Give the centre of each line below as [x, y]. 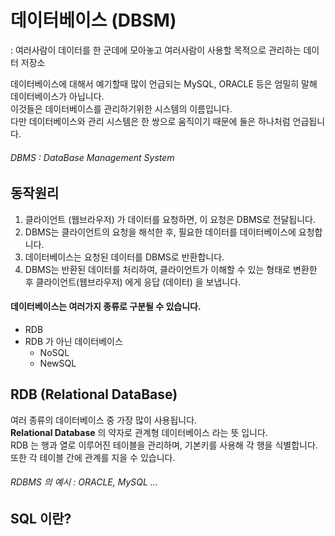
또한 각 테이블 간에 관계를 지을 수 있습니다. [93, 457]
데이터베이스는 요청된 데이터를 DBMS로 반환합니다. [124, 257]
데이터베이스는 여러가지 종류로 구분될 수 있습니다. [106, 307]
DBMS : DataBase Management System [92, 157]
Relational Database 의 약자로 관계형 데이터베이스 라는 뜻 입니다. [139, 432]
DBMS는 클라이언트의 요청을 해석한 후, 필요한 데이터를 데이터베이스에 [160, 232]
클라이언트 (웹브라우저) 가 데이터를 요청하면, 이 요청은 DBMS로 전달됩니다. [170, 219]
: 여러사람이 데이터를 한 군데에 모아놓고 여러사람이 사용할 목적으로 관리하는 [156, 50]
